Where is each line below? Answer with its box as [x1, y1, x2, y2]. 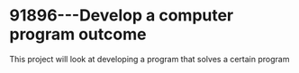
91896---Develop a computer [9, 5, 234, 26]
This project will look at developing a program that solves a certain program [9, 53, 290, 64]
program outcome [9, 24, 147, 45]
